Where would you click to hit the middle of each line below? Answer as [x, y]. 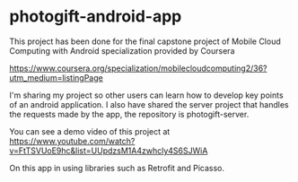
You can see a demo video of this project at [90, 131]
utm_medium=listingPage [56, 77]
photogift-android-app [96, 17]
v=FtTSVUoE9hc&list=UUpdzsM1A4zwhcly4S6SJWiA [109, 151]
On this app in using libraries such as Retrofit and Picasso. [117, 168]
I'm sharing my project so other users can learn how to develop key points [147, 95]
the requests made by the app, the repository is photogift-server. [129, 114]
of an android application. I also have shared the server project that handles [149, 104]
